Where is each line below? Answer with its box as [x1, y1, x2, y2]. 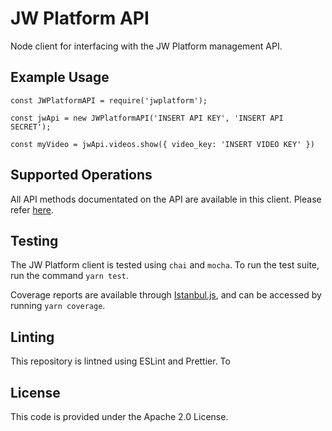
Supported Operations [10, 167, 153, 184]
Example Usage [10, 69, 110, 86]
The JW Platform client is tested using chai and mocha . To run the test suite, [10, 259, 320, 271]
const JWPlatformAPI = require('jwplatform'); [10, 95, 208, 106]
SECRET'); [10, 122, 52, 132]
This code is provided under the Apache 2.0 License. [10, 411, 229, 422]
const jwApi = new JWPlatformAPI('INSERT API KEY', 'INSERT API [10, 113, 284, 123]
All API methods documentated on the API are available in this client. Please [10, 193, 322, 205]
